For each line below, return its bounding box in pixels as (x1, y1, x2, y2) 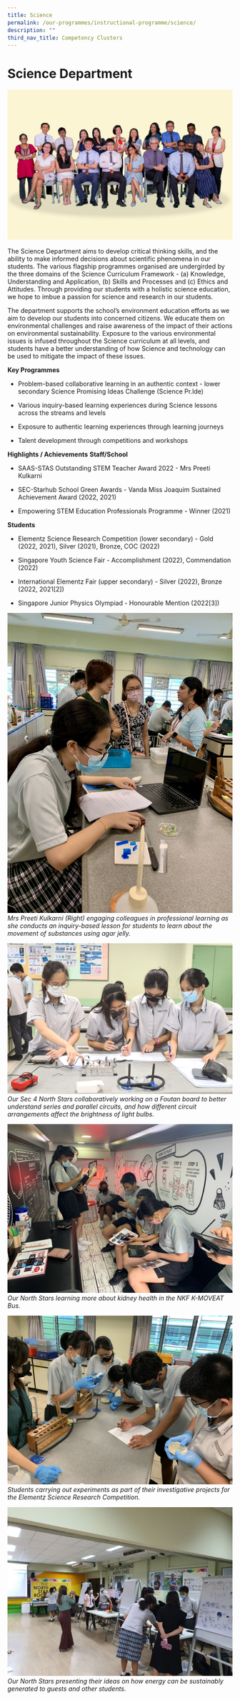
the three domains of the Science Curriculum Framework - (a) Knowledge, (7, 269, 226, 278)
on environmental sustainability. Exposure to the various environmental (7, 329, 216, 337)
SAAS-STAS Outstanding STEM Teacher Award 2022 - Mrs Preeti (17, 464, 211, 472)
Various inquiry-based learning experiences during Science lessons (17, 401, 218, 409)
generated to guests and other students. (7, 1684, 126, 1693)
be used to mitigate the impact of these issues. (7, 351, 146, 360)
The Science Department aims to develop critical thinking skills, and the (7, 246, 219, 255)
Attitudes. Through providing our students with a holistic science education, (7, 284, 231, 293)
